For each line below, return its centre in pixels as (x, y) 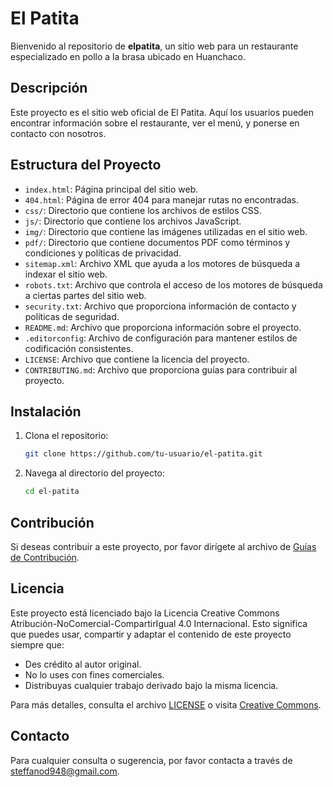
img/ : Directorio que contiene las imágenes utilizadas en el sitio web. (166, 231)
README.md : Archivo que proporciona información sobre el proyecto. (163, 327)
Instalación (46, 411)
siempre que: (37, 644)
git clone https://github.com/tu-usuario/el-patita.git (143, 454)
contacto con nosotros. (58, 133)
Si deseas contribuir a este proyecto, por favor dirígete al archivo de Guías (163, 546)
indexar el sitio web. (66, 274)
